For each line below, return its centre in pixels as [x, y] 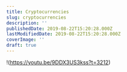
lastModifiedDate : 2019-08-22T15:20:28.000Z [63, 34]
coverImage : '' [26, 40]
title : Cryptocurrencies [38, 12]
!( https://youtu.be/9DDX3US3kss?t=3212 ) [58, 62]
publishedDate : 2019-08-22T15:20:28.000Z [60, 28]
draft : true [21, 46]
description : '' [27, 23]
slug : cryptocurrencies [36, 17]
